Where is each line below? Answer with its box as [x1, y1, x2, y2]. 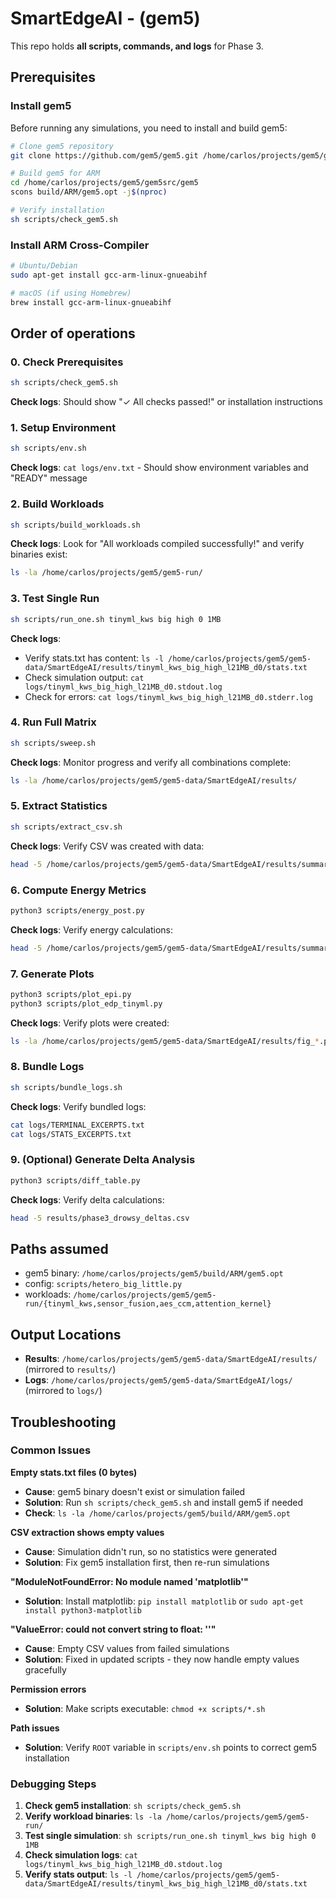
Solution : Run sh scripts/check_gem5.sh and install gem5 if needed [24, 1496, 304, 1508]
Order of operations [10, 325, 136, 342]
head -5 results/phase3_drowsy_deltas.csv [10, 1213, 190, 1223]
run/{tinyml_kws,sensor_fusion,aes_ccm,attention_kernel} [24, 1299, 272, 1309]
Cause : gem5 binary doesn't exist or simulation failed [24, 1485, 246, 1497]
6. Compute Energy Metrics [10, 883, 147, 897]
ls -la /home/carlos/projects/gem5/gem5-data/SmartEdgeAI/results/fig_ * [10, 1036, 320, 1046]
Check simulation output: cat [24, 671, 145, 683]
